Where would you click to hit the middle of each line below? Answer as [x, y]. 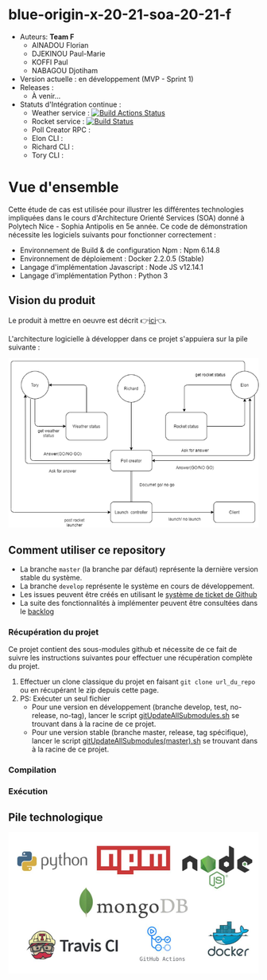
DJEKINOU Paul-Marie [68, 53]
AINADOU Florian [60, 45]
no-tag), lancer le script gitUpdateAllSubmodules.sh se [149, 716]
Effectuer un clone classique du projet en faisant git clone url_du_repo [137, 681]
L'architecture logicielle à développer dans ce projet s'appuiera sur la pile [128, 338]
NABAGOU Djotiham [64, 70]
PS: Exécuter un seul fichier [65, 699]
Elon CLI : [47, 138]
